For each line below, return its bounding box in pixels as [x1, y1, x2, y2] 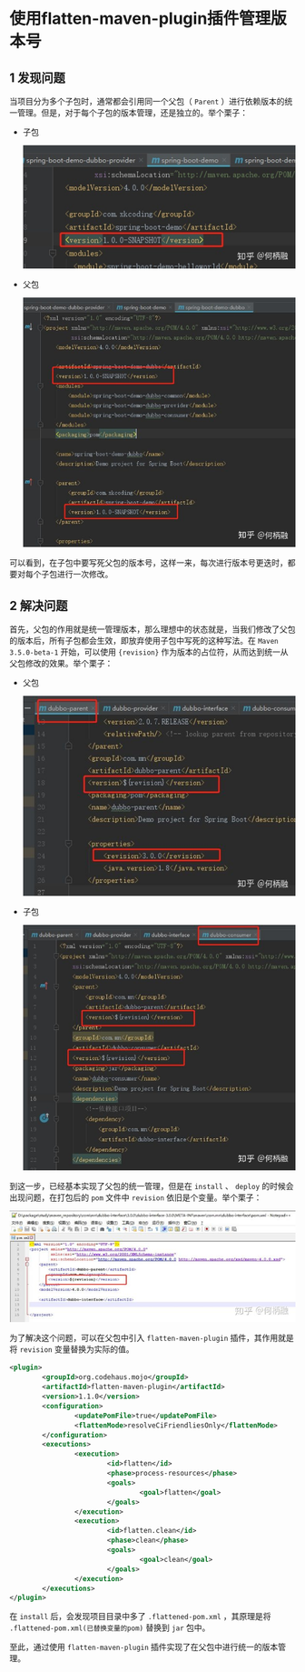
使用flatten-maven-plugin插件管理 [9, 8, 271, 29]
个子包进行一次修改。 [33, 569, 113, 580]
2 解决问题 [9, 597, 68, 614]
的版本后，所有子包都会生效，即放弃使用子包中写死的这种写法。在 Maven [9, 636, 279, 646]
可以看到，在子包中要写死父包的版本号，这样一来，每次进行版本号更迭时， [9, 557, 288, 568]
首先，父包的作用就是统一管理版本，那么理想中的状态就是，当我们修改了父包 [9, 624, 296, 635]
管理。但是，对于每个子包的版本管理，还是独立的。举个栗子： [16, 107, 248, 118]
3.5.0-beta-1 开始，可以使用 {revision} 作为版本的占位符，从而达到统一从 [9, 646, 289, 657]
